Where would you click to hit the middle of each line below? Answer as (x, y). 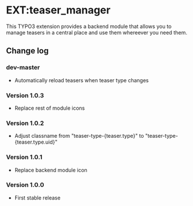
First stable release (37, 198)
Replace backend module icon (51, 170)
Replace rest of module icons (50, 108)
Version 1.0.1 (24, 157)
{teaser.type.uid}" (36, 142)
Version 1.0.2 (25, 123)
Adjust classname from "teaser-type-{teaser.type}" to (79, 136)
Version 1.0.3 (25, 95)
